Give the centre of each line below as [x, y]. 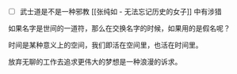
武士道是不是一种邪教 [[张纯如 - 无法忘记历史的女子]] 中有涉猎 [120, 11]
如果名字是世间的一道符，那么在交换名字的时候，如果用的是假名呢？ [119, 28]
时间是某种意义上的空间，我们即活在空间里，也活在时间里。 [105, 45]
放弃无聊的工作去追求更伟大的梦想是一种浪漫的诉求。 [95, 62]
